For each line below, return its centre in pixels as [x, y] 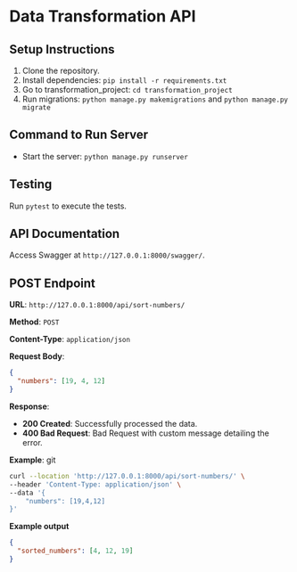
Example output [39, 527]
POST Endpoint [53, 283]
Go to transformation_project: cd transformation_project [128, 90]
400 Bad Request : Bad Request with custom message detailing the [145, 433]
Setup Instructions [62, 49]
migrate [36, 108]
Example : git [33, 460]
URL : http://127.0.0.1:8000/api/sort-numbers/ [97, 305]
